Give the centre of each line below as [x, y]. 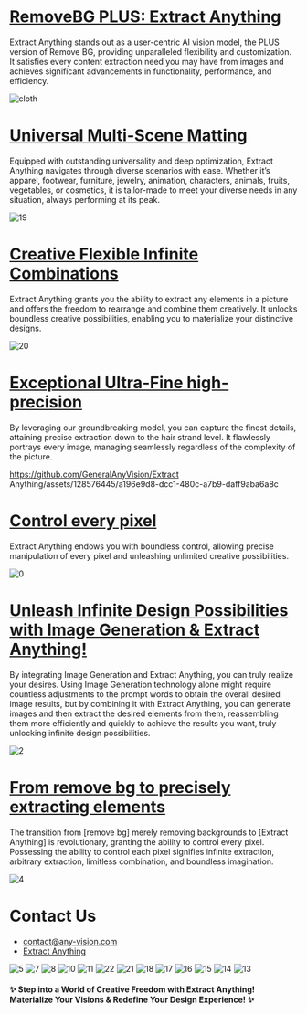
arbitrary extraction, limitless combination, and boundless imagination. [142, 861]
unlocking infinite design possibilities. [80, 733]
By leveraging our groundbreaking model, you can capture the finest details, [153, 428]
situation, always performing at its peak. [85, 199]
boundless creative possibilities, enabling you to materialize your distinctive [152, 318]
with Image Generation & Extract [135, 630]
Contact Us [53, 916]
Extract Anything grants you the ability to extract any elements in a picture [149, 299]
